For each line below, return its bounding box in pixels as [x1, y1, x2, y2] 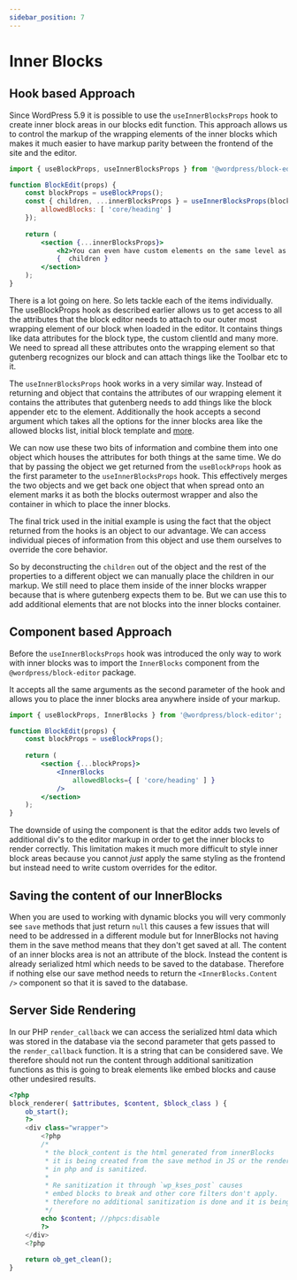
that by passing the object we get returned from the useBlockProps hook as [9, 461, 282, 472]
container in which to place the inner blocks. [9, 498, 171, 509]
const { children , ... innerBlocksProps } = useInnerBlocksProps [25, 197, 267, 206]
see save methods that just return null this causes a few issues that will [9, 921, 270, 931]
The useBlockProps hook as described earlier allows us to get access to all [9, 305, 283, 315]
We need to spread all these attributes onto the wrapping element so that [9, 342, 276, 352]
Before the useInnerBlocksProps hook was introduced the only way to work [9, 648, 282, 659]
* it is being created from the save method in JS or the [44, 1156, 263, 1165]
